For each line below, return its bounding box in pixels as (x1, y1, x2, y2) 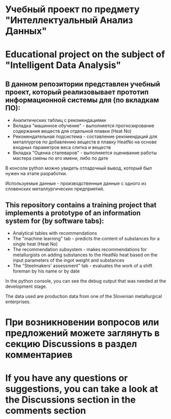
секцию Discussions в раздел (5, 338, 137, 350)
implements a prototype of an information (5, 208, 141, 217)
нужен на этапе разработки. (5, 170, 67, 177)
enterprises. (5, 299, 31, 305)
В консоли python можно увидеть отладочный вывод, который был (5, 165, 152, 171)
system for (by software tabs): (5, 216, 105, 225)
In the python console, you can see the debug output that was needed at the (5, 278, 166, 284)
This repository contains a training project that (5, 201, 157, 209)
